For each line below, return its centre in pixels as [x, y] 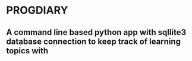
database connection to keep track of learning [94, 41]
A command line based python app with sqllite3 [96, 32]
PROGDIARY [37, 10]
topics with [27, 51]
